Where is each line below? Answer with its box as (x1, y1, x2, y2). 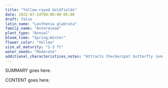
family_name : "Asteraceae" (5, 26, 61, 31)
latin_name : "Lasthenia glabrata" (5, 21, 77, 26)
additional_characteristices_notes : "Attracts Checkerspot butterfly (5, 53, 153, 59)
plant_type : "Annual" (5, 30, 50, 35)
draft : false (5, 16, 32, 21)
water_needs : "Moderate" (5, 49, 57, 54)
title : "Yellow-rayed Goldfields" (5, 7, 77, 12)
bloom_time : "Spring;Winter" (5, 35, 66, 40)
